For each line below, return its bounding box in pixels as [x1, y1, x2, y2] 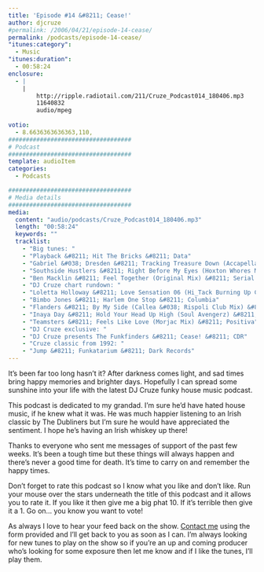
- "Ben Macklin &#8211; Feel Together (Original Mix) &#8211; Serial [22, 274, 255, 282]
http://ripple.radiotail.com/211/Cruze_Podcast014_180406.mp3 [36, 92, 244, 100]
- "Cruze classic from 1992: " [22, 339, 125, 348]
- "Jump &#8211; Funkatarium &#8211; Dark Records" [22, 347, 195, 355]
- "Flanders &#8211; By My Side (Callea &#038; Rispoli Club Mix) [22, 303, 244, 311]
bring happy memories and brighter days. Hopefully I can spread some [8, 377, 237, 386]
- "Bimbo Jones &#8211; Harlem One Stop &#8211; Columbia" [22, 296, 220, 304]
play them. [8, 555, 42, 564]
